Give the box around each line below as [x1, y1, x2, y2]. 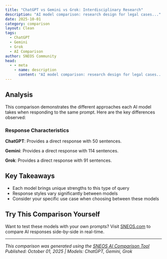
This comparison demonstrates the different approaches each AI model [5, 104, 152, 110]
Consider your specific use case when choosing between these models [12, 195, 159, 202]
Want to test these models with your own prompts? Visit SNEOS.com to [5, 223, 151, 229]
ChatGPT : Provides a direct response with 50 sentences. [5, 138, 122, 144]
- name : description [14, 68, 57, 73]
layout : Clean [5, 26, 35, 31]
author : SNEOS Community [5, 53, 57, 59]
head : [5, 58, 16, 63]
